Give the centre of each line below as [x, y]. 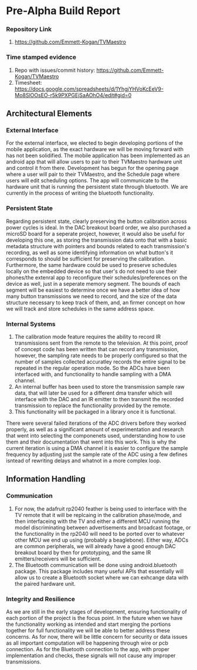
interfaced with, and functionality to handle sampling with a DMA [93, 374]
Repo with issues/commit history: [55, 70]
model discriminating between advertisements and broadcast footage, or [103, 527]
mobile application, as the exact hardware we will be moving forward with [95, 149]
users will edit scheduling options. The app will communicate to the [87, 181]
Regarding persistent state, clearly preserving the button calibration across [96, 221]
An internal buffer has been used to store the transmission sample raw [99, 387]
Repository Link [29, 29]
